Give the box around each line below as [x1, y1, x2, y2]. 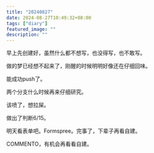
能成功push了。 [6, 75, 46, 83]
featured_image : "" [6, 26, 56, 32]
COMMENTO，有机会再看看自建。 [6, 140, 93, 147]
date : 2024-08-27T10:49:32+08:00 [6, 15, 92, 21]
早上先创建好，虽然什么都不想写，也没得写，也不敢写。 [6, 50, 145, 57]
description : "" [6, 32, 48, 38]
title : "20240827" [6, 9, 53, 15]
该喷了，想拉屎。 [6, 102, 50, 109]
